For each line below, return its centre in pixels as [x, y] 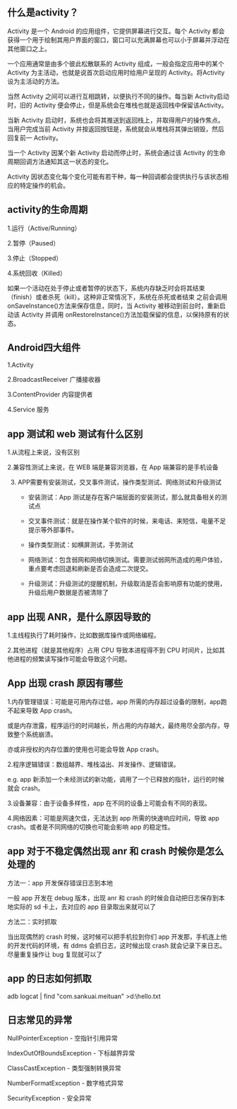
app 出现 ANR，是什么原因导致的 [79, 617]
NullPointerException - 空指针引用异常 [63, 1038]
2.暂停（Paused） [34, 243]
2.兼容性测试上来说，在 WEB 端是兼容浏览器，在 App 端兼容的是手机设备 [113, 467]
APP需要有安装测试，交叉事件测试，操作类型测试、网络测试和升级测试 [120, 483]
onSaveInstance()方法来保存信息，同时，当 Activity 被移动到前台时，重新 [114, 305]
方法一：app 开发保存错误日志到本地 [60, 883]
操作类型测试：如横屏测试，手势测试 [81, 545]
